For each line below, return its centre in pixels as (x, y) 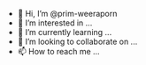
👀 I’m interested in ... (55, 23)
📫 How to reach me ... (58, 51)
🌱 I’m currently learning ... (65, 32)
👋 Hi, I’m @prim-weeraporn (67, 14)
